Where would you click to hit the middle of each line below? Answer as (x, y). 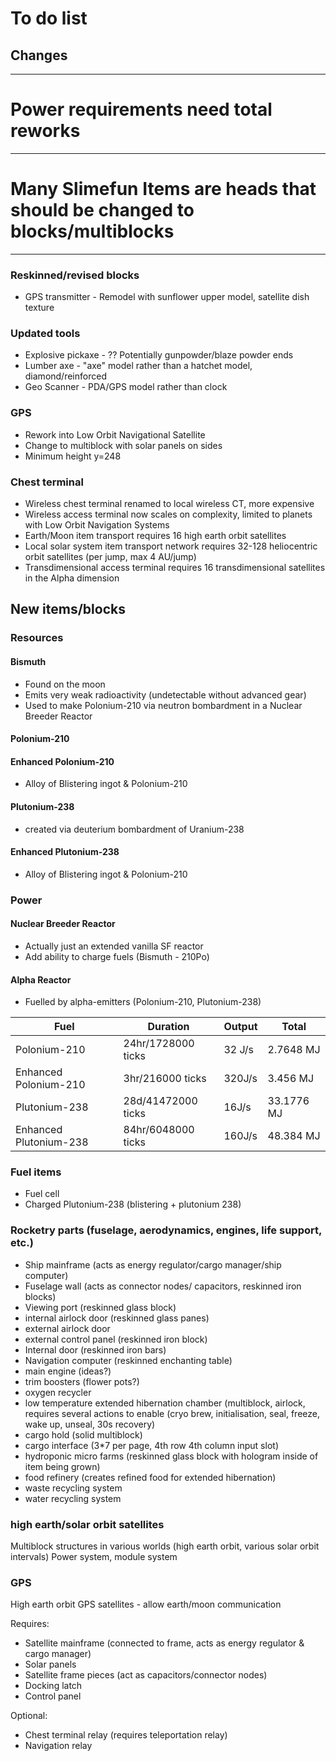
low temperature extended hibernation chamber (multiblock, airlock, (165, 1403)
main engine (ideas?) (68, 1371)
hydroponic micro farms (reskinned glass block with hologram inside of (171, 1456)
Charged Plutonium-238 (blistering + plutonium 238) (133, 1204)
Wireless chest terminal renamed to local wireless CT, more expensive (169, 504)
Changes (39, 55)
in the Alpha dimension (72, 578)
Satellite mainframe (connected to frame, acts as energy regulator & (164, 1643)
